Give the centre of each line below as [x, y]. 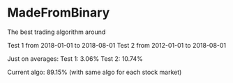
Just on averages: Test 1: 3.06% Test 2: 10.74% [75, 58]
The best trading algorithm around [57, 32]
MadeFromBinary [59, 13]
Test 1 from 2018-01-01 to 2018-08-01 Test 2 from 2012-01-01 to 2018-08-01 [117, 45]
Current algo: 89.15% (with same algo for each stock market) [95, 72]
